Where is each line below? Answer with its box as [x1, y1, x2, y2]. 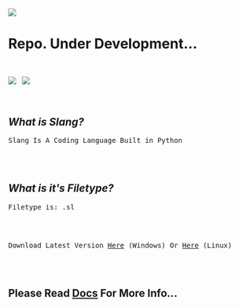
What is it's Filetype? [8, 181, 114, 196]
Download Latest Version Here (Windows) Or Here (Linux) [8, 240, 233, 250]
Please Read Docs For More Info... [8, 287, 178, 300]
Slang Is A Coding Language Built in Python [8, 136, 183, 144]
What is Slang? [8, 115, 84, 129]
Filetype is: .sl [8, 203, 75, 211]
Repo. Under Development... [8, 35, 198, 53]
